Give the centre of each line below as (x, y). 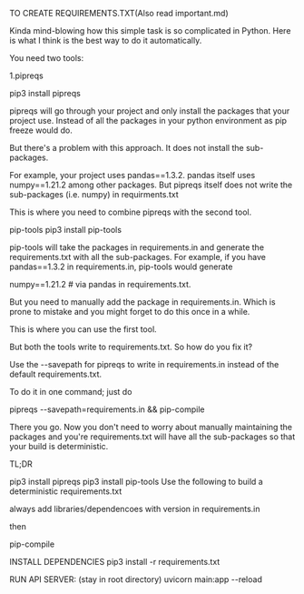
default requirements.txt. (56, 374)
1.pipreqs (26, 76)
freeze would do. (41, 130)
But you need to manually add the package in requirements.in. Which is (142, 302)
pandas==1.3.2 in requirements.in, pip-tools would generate (121, 267)
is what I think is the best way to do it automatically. (106, 40)
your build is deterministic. (59, 446)
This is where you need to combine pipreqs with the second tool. (131, 212)
